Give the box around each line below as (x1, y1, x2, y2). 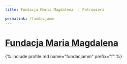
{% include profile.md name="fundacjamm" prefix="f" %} (5, 54, 122, 60)
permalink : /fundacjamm (5, 16, 54, 21)
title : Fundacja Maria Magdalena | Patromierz (5, 7, 105, 12)
